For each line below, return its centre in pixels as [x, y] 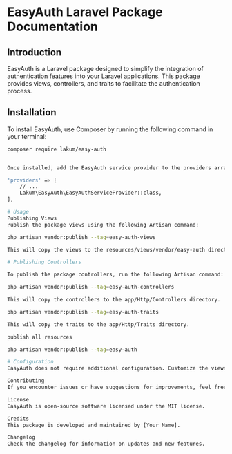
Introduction [35, 52]
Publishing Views [32, 218]
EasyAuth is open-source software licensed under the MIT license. [106, 406]
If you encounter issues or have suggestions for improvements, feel [109, 388]
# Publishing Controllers [44, 262]
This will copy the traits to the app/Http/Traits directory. [98, 324]
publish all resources [40, 337]
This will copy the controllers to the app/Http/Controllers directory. [114, 300]
